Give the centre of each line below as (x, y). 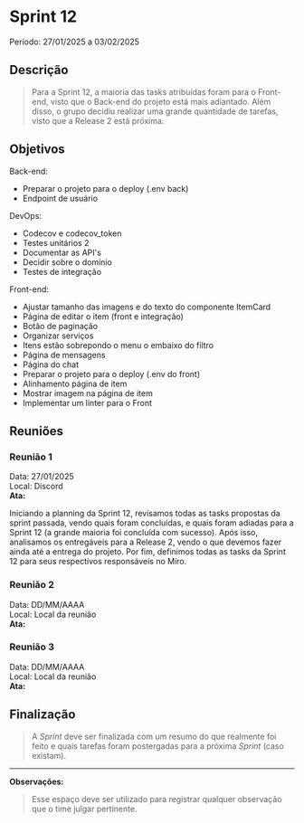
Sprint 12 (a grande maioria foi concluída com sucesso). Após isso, (134, 533)
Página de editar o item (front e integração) (103, 316)
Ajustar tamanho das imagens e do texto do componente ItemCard (147, 307)
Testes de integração (62, 271)
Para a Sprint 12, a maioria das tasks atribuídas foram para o (143, 91)
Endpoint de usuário (60, 198)
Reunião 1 (31, 457)
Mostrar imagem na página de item (88, 393)
